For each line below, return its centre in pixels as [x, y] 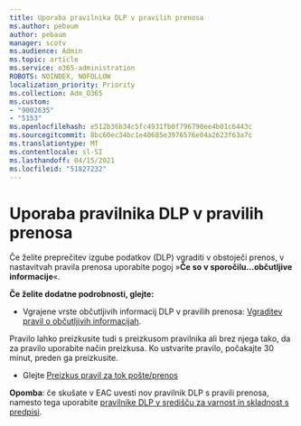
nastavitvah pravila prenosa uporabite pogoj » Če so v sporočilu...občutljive [151, 267]
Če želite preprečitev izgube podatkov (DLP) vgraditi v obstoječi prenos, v [147, 257]
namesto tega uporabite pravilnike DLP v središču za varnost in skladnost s [149, 403]
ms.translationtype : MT [54, 144]
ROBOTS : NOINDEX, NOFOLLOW [60, 77]
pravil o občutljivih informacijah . [82, 321]
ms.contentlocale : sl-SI [56, 152]
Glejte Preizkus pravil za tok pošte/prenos [100, 375]
